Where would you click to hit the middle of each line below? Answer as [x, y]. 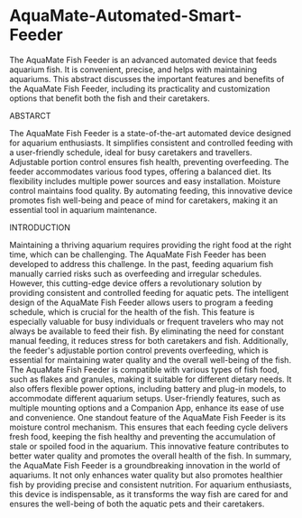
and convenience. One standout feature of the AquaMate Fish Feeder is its [148, 417]
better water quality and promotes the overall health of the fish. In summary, [151, 456]
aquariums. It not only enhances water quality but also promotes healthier [146, 475]
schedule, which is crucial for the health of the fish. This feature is [132, 311]
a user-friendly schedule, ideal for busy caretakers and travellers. [131, 152]
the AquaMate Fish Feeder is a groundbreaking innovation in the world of [145, 465]
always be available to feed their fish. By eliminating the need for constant [146, 331]
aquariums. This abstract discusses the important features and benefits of [147, 79]
